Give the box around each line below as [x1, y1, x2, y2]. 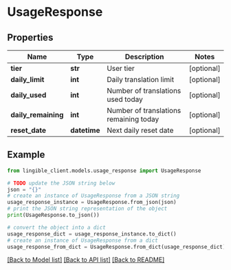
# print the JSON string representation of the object [7, 205, 168, 212]
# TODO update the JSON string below [7, 180, 115, 187]
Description [124, 52, 164, 61]
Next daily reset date [106, 125, 174, 135]
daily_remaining [10, 110, 64, 119]
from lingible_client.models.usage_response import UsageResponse [7, 167, 201, 174]
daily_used [10, 90, 47, 100]
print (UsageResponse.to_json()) [7, 211, 100, 219]
